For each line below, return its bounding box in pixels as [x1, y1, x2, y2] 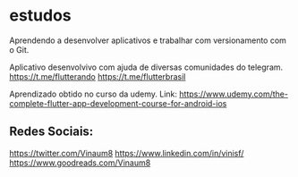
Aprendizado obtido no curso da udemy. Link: [9, 88, 177, 99]
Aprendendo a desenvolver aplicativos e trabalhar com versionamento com [9, 35, 286, 46]
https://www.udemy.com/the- [178, 88, 289, 99]
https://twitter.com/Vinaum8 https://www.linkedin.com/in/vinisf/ [9, 147, 244, 158]
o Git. [9, 44, 30, 55]
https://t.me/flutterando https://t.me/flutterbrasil [9, 71, 186, 81]
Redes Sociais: [9, 124, 94, 139]
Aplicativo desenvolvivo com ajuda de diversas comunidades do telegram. [9, 62, 284, 72]
